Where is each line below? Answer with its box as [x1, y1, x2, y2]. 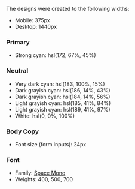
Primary [6, 38, 30, 46]
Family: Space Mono [14, 169, 66, 176]
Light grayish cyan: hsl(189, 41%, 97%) [14, 106, 111, 113]
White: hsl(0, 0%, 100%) [14, 112, 75, 119]
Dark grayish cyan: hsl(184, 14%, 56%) [14, 93, 111, 100]
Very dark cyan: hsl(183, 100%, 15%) [14, 80, 106, 88]
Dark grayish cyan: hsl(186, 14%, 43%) [14, 86, 111, 94]
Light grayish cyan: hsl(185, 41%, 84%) [14, 99, 111, 107]
